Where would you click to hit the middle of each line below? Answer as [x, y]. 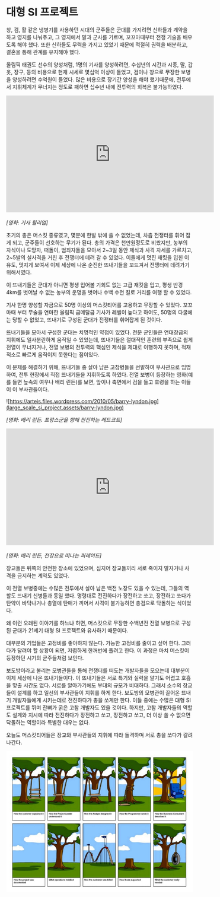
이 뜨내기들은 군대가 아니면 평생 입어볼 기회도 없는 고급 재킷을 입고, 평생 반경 [95, 285]
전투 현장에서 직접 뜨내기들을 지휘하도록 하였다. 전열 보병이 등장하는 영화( [103, 374]
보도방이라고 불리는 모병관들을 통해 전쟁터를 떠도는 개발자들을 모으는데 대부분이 [98, 670]
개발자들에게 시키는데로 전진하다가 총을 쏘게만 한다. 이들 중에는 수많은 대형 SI [102, 700]
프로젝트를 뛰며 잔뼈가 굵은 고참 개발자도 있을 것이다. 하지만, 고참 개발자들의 [94, 707]
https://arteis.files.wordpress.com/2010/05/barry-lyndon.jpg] [84, 401]
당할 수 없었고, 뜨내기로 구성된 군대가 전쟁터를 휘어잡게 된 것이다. [87, 319]
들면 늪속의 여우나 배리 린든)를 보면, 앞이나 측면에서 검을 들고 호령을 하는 [96, 382]
